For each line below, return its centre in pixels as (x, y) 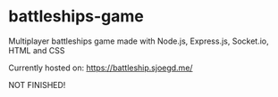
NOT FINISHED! (37, 85)
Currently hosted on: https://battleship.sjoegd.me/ (101, 68)
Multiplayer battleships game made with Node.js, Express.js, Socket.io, (139, 41)
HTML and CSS (37, 50)
